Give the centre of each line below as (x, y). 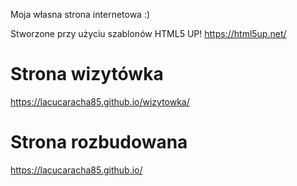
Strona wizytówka (87, 74)
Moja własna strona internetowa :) (80, 14)
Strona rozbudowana (99, 142)
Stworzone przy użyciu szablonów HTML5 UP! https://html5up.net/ (148, 33)
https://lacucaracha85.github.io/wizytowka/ (100, 101)
